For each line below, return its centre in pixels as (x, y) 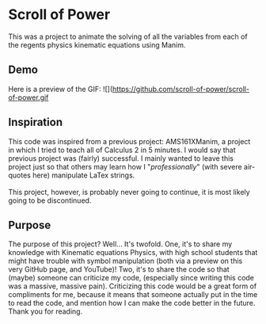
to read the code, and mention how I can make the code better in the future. (132, 303)
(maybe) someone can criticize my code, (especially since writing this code (131, 278)
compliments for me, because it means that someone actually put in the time (133, 295)
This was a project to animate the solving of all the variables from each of (128, 36)
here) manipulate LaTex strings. (84, 175)
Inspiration (36, 122)
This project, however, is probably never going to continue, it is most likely (129, 192)
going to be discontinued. (50, 200)
